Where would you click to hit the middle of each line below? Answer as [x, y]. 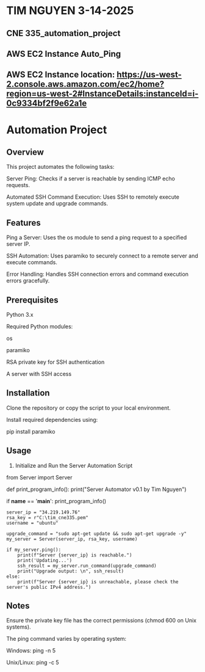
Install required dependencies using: [52, 419]
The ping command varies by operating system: [67, 639]
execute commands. [32, 262]
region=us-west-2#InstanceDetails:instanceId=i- [103, 94]
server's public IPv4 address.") [49, 587]
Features [23, 223]
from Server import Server [39, 477]
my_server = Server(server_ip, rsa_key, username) [72, 539]
